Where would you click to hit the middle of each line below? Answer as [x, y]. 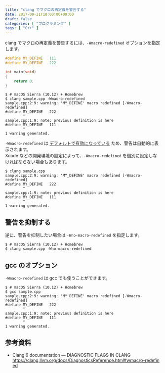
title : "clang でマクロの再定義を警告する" [46, 10]
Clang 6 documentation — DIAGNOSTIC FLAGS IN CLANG [71, 355]
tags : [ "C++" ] [22, 28]
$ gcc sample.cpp [23, 292]
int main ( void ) [21, 72]
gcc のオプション [31, 265]
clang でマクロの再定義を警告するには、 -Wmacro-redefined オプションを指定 [83, 43]
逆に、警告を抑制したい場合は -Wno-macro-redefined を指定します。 [74, 235]
